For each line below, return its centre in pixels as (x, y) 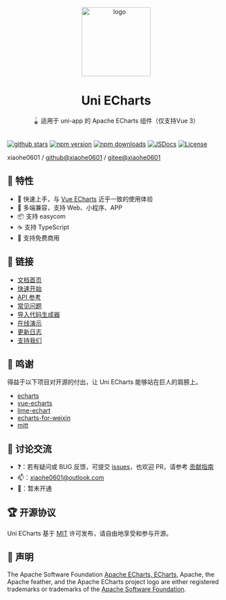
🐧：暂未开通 (34, 489)
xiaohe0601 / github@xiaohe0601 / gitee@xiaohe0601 (84, 157)
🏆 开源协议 (32, 512)
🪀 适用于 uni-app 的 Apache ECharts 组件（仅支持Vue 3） (116, 120)
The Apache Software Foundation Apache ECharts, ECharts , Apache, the (111, 574)
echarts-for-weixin (44, 418)
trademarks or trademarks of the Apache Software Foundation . (97, 589)
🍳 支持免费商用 (38, 237)
